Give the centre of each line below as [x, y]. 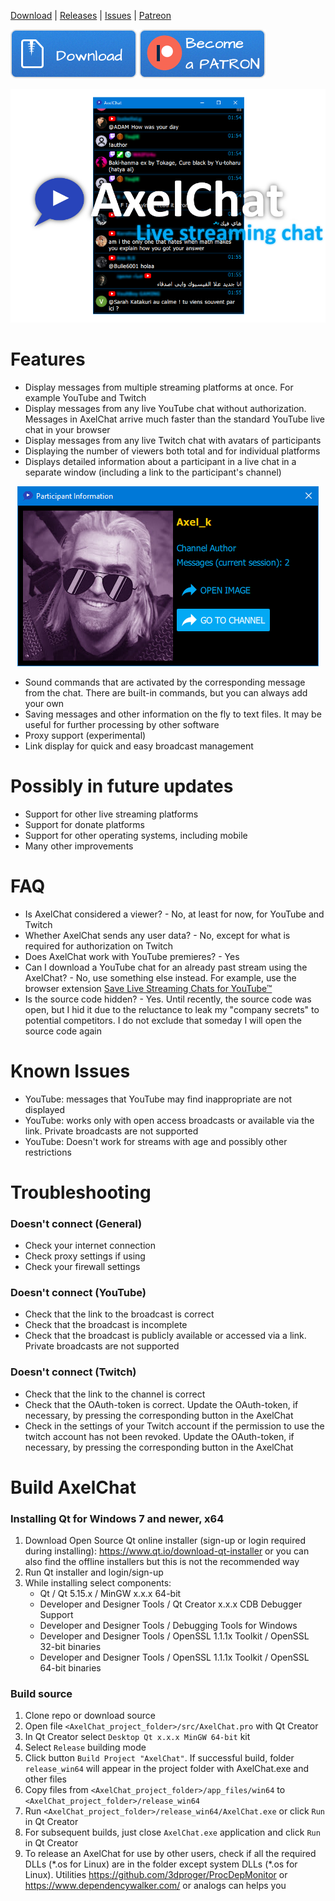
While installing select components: [98, 1583]
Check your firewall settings [82, 1266]
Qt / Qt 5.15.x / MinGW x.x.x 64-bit [110, 1594]
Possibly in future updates [122, 786]
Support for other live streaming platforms [111, 814]
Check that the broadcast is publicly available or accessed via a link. [165, 1336]
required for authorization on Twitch [99, 946]
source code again [63, 1031]
